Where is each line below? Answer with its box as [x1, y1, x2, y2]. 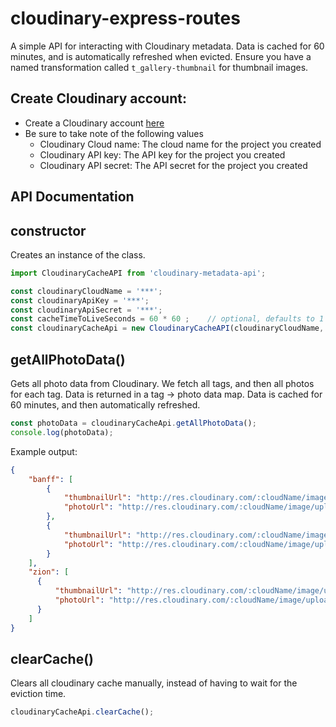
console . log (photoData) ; [10, 427, 114, 437]
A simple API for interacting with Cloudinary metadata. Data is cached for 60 [10, 40, 325, 52]
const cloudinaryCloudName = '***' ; [10, 286, 163, 296]
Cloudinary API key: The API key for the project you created [39, 148, 286, 161]
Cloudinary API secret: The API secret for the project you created [39, 159, 308, 171]
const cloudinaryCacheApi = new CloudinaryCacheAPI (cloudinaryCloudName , [10, 323, 325, 334]
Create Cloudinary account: [10, 90, 187, 107]
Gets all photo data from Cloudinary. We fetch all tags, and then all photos [10, 378, 315, 390]
